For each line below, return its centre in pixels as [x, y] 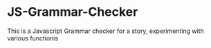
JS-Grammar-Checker [73, 12]
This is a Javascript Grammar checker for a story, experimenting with [105, 31]
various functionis [33, 38]
